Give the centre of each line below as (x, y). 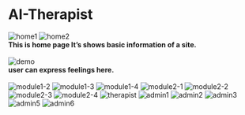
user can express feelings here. (61, 69)
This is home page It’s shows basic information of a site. (102, 44)
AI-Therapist (51, 15)
